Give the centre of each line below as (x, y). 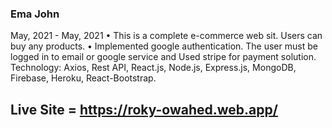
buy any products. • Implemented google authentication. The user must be (164, 46)
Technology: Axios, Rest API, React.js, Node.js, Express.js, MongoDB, (153, 68)
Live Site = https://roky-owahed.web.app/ (144, 109)
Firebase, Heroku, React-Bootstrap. (83, 78)
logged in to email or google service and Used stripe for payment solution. (163, 57)
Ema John (35, 14)
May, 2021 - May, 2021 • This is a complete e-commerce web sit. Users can (166, 36)
